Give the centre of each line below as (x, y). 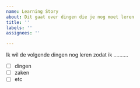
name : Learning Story (32, 11)
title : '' (18, 22)
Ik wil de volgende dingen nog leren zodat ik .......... (67, 55)
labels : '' (19, 28)
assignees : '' (23, 33)
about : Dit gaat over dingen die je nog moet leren (70, 17)
